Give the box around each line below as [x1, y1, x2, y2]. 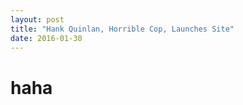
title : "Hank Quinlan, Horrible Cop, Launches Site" [10, 24, 235, 34]
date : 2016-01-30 [10, 33, 83, 43]
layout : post [10, 14, 65, 25]
